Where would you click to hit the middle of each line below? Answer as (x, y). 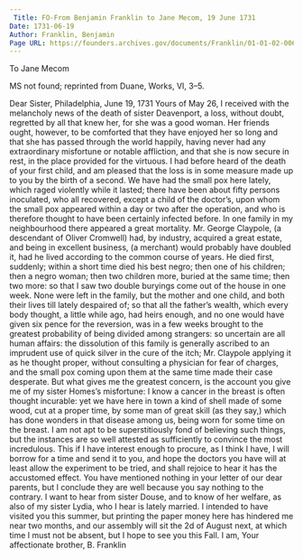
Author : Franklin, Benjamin (62, 34)
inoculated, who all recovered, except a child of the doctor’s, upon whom (145, 200)
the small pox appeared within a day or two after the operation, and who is (147, 210)
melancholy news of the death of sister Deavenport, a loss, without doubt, (147, 113)
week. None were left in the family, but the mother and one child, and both (147, 295)
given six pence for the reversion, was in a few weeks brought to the (137, 324)
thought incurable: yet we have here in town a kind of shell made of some (146, 401)
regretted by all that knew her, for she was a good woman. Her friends (140, 123)
